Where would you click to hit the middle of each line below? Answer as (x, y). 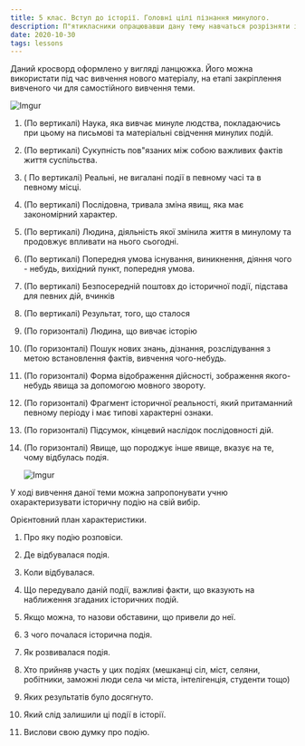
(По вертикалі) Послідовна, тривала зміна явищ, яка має (133, 205)
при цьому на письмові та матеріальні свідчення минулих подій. (148, 133)
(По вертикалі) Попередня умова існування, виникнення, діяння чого (157, 259)
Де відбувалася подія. (67, 555)
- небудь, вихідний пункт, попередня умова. (109, 269)
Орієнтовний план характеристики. (79, 520)
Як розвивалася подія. (67, 653)
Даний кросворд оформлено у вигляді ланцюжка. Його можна (132, 69)
